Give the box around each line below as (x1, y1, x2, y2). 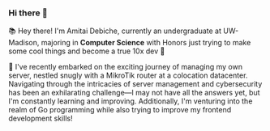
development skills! (8, 113, 73, 124)
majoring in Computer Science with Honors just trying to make (41, 38, 251, 48)
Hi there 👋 (8, 7, 49, 19)
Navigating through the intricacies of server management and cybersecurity (8, 79, 263, 89)
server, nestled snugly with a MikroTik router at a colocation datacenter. (8, 70, 248, 80)
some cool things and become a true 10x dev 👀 (8, 46, 165, 56)
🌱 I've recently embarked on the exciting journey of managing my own (8, 62, 243, 72)
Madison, (8, 38, 40, 48)
